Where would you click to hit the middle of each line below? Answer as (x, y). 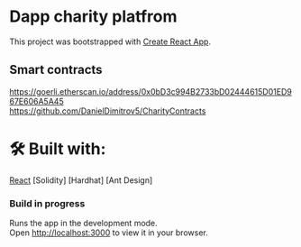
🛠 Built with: (58, 148)
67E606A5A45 (37, 101)
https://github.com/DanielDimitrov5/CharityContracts (108, 111)
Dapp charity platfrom (93, 17)
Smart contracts (56, 70)
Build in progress (47, 203)
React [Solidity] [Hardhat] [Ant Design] (81, 180)
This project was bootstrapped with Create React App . (110, 41)
